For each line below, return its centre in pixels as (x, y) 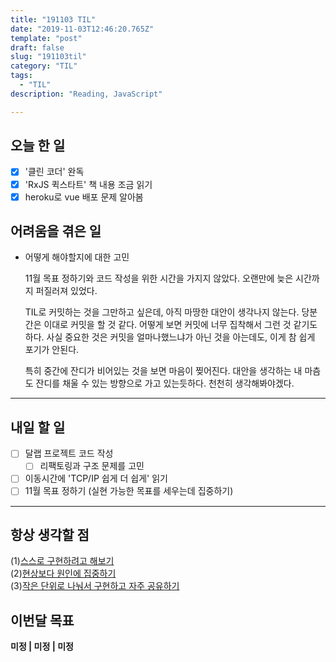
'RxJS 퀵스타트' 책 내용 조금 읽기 (88, 184)
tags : (21, 76)
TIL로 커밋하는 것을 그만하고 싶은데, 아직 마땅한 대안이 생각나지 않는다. (162, 312)
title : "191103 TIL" (53, 19)
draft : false (37, 47)
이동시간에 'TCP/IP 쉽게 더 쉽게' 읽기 (96, 478)
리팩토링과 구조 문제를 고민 (92, 466)
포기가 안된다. (52, 350)
